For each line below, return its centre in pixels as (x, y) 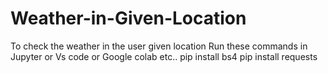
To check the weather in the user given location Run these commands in (159, 46)
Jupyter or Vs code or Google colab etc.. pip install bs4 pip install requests (164, 56)
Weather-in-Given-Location (128, 18)
